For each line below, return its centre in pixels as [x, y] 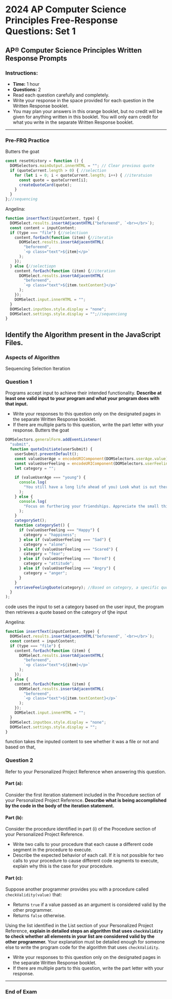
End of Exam [21, 992]
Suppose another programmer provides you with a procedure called [77, 889]
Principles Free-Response [62, 20]
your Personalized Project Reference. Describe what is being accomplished [86, 800]
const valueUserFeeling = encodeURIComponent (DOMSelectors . [80, 463]
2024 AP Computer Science [66, 10]
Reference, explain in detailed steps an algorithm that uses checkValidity [84, 931]
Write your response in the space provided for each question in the [83, 100]
